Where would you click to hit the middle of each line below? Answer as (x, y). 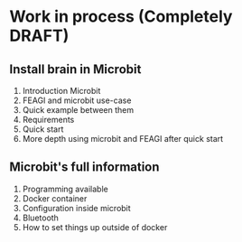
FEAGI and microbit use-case (77, 100)
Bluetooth (40, 218)
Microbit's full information (84, 168)
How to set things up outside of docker (95, 227)
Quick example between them (78, 110)
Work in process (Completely (121, 17)
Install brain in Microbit (75, 69)
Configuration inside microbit (76, 208)
